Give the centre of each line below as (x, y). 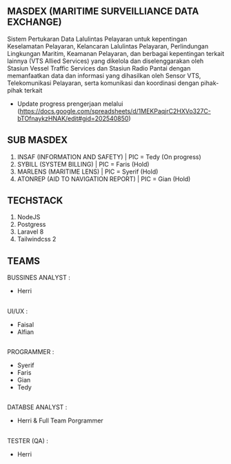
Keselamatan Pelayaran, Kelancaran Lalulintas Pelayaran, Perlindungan (108, 46)
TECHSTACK (35, 201)
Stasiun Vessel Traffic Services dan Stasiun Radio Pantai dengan (99, 68)
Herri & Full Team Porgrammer (60, 420)
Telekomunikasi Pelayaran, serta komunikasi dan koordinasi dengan (103, 83)
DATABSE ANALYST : (37, 407)
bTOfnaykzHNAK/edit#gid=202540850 (73, 118)
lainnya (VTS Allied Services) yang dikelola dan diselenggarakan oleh (106, 61)
